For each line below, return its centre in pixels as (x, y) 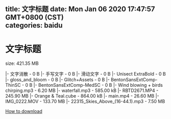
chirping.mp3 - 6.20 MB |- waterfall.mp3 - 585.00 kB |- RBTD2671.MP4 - (82, 90)
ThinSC (13, 85)
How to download (24, 111)
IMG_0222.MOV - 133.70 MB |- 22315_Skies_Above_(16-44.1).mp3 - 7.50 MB (85, 102)
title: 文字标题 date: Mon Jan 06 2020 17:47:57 (80, 9)
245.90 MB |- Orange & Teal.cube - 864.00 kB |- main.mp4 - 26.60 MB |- (82, 96)
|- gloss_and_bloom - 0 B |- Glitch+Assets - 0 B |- (57, 80)
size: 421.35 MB (22, 63)
